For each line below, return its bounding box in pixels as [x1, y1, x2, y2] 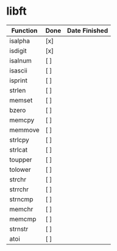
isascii [9, 66, 27, 74]
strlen [9, 86, 26, 94]
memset [9, 96, 33, 104]
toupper [9, 155, 32, 164]
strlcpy [9, 135, 29, 144]
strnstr [9, 224, 29, 233]
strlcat [9, 145, 28, 154]
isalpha [9, 37, 30, 45]
